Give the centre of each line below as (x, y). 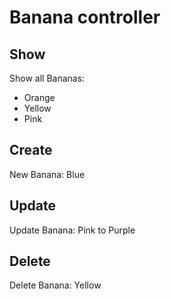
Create (31, 150)
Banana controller (85, 17)
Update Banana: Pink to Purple (72, 230)
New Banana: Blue (47, 174)
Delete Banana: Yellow (55, 285)
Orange (39, 97)
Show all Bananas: (47, 78)
